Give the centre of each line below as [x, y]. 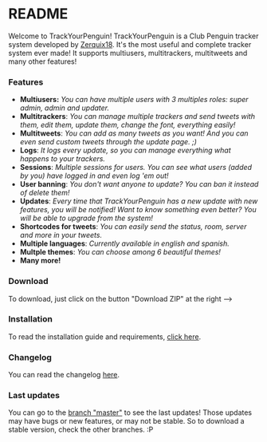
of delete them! [45, 193]
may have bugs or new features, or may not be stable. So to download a [126, 421]
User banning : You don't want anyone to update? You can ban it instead [139, 184]
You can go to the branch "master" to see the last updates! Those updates [130, 412]
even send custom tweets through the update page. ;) [108, 142]
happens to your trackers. [63, 159]
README [38, 14]
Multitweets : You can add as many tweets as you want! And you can [134, 133]
